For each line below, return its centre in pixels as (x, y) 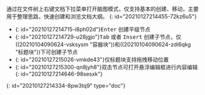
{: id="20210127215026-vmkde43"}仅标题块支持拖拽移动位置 (92, 60)
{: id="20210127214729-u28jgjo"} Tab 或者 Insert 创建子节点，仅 (98, 37)
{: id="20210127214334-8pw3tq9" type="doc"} (66, 86)
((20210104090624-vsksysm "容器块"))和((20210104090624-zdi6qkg (103, 44)
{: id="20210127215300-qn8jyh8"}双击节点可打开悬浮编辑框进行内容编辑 (106, 67)
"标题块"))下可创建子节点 (46, 52)
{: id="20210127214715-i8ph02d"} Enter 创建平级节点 (83, 29)
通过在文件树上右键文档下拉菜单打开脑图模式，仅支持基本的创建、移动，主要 (103, 9)
